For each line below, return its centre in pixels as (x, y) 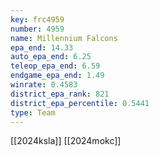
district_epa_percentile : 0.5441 (80, 103)
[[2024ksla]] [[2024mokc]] (66, 141)
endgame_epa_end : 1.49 (57, 76)
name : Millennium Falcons (64, 38)
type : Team (33, 112)
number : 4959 (37, 29)
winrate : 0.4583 (44, 85)
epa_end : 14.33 (42, 47)
